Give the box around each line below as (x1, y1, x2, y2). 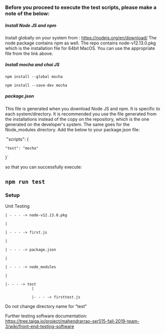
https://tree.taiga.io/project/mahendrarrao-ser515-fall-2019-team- (5, 318, 140, 324)
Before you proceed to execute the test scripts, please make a (5, 4, 157, 11)
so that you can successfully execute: (5, 164, 82, 170)
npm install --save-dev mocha (5, 83, 68, 88)
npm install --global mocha (5, 74, 63, 79)
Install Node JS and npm (5, 22, 57, 28)
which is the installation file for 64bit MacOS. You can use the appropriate (5, 45, 155, 51)
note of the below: (5, 10, 50, 17)
